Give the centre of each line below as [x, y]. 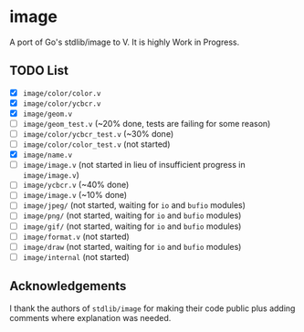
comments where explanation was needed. [90, 317]
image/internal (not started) [76, 256]
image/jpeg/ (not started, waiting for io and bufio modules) [134, 205]
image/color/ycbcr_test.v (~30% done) [98, 134]
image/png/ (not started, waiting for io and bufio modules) [132, 215]
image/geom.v [47, 114]
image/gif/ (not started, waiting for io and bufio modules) [132, 226]
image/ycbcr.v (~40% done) [76, 185]
